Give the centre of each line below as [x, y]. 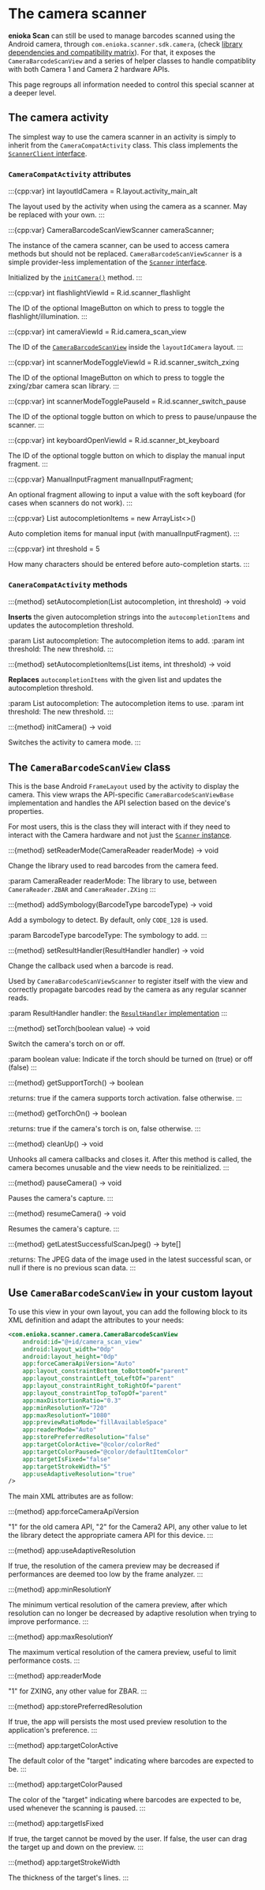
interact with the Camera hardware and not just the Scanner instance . [120, 835]
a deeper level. [32, 92]
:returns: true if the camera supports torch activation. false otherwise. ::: [125, 1098]
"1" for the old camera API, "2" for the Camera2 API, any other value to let [128, 1527]
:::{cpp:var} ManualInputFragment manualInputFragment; [101, 479]
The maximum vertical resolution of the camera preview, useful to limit [122, 1652]
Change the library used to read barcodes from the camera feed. [113, 866]
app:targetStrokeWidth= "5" [67, 1466]
